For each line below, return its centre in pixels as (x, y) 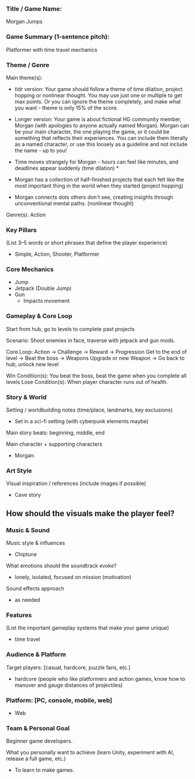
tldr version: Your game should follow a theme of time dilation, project (98, 89)
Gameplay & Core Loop (39, 316)
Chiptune (25, 554)
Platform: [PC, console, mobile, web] (59, 700)
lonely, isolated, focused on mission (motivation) (73, 577)
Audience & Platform (36, 654)
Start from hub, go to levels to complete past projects (70, 329)
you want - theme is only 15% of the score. (66, 108)
